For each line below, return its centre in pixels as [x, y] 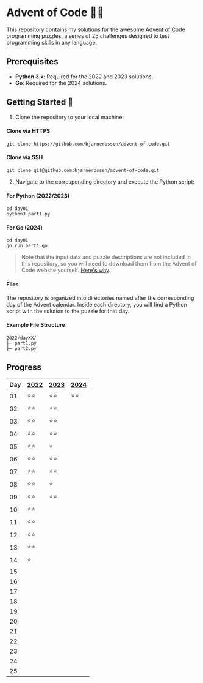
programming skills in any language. [52, 42]
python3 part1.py [28, 214]
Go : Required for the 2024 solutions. [61, 83]
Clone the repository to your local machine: [69, 117]
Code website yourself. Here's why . [66, 270]
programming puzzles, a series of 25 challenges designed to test [88, 35]
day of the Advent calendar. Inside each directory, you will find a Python [97, 304]
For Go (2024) [24, 227]
